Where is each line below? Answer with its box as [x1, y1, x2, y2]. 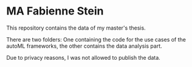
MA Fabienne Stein [6, 4, 104, 18]
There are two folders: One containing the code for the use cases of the [6, 36, 187, 43]
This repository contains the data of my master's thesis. [6, 24, 146, 31]
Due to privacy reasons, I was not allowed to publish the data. [6, 54, 161, 61]
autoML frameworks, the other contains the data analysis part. [6, 42, 162, 49]
